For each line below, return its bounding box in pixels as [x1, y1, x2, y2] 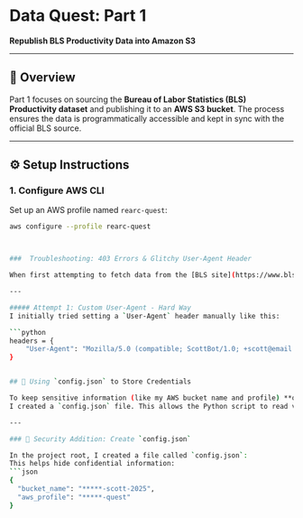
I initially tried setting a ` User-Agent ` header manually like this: [9, 311, 280, 320]
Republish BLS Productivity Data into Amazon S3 [9, 35, 197, 46]
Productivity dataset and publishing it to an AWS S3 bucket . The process [9, 103, 285, 114]
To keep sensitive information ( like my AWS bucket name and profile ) [9, 393, 280, 402]
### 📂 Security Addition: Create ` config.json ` [9, 434, 192, 443]
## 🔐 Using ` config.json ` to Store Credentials [9, 377, 192, 386]
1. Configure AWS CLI [9, 184, 106, 197]
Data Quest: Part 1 [9, 5, 147, 26]
